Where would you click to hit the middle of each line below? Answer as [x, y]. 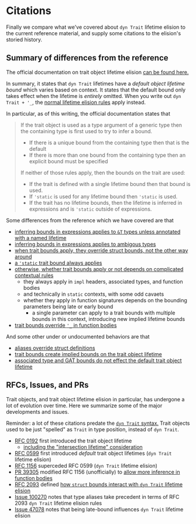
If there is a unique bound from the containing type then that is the [109, 143]
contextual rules [34, 275]
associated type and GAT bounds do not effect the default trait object [98, 360]
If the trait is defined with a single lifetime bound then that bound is [110, 184]
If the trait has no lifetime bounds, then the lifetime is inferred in [106, 202]
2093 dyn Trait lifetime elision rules [58, 503]
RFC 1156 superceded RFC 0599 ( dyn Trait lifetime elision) [86, 465]
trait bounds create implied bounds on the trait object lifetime [88, 354]
